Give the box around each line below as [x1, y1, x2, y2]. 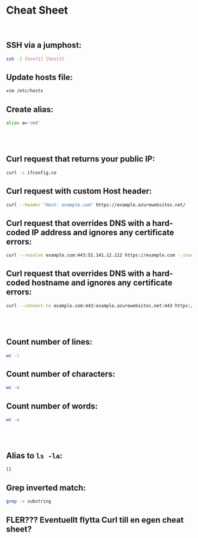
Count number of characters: [6, 369, 115, 379]
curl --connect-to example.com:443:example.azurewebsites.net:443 [6, 303, 173, 309]
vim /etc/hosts [6, 88, 44, 94]
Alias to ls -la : [6, 451, 63, 461]
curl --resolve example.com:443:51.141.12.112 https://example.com [6, 252, 176, 258]
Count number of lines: [6, 337, 93, 347]
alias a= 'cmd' [6, 120, 41, 126]
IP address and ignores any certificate [31, 227, 174, 237]
